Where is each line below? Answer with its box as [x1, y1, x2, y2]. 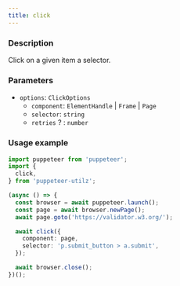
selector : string [31, 109, 85, 119]
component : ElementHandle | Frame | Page [31, 101, 157, 111]
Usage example [8, 137, 69, 148]
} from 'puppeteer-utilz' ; [8, 178, 96, 185]
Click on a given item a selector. [8, 55, 111, 64]
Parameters [8, 75, 53, 86]
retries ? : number [31, 118, 88, 127]
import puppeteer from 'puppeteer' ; [8, 155, 128, 163]
